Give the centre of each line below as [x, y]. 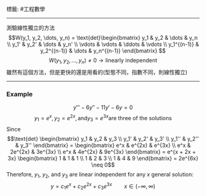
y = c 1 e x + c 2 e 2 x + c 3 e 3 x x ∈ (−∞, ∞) [103, 186]
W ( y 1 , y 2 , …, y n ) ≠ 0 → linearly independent [103, 61]
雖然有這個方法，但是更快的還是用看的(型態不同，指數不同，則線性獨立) [97, 72]
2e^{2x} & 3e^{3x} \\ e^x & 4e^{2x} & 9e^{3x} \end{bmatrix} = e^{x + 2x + [103, 151]
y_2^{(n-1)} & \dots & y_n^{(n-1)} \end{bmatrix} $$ [103, 51]
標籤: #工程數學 [26, 9]
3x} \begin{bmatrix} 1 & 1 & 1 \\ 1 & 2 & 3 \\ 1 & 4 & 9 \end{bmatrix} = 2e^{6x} [103, 158]
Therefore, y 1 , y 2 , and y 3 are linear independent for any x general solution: [100, 175]
